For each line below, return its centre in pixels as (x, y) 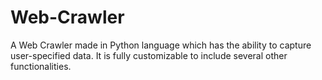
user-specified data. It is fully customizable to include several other (149, 55)
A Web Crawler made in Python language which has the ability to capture (161, 45)
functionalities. (41, 66)
